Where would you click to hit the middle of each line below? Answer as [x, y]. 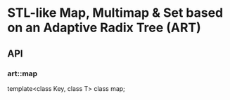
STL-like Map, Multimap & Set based [115, 13]
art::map [23, 73]
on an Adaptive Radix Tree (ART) [104, 28]
